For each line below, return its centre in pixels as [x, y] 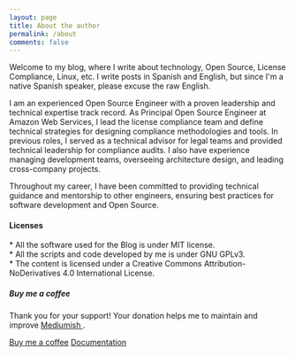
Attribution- [225, 264]
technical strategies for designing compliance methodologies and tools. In [144, 132]
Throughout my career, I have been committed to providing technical [134, 186]
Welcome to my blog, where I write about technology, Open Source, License [148, 67]
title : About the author [55, 26]
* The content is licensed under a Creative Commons [106, 264]
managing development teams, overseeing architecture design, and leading [147, 159]
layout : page [33, 17]
